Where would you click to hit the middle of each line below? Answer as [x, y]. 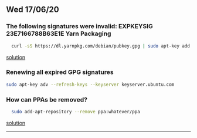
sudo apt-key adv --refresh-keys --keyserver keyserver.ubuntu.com [90, 85]
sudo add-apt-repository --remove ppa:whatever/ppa [76, 112]
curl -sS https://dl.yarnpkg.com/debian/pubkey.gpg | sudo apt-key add [101, 46]
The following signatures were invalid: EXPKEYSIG [80, 26]
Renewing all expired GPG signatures [60, 72]
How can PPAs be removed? [47, 99]
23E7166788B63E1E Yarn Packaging [59, 33]
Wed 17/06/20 [33, 10]
